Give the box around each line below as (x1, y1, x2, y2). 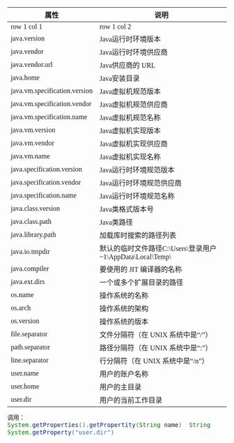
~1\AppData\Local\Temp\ (99, 253, 172, 261)
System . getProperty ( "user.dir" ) (7, 428, 115, 436)
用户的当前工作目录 (99, 396, 162, 404)
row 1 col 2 (99, 22, 132, 31)
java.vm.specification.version (10, 87, 93, 95)
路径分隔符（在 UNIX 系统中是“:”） (99, 344, 212, 352)
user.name (10, 369, 40, 377)
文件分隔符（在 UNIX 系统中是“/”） (99, 331, 212, 339)
